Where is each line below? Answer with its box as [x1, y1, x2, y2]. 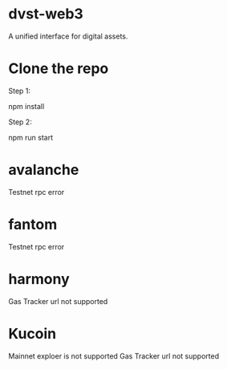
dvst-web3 [8, 5, 84, 23]
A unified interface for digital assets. [8, 31, 128, 41]
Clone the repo [8, 59, 109, 78]
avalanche [8, 161, 79, 179]
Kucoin [8, 324, 57, 343]
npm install [8, 101, 45, 111]
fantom [8, 216, 58, 233]
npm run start [8, 132, 54, 142]
